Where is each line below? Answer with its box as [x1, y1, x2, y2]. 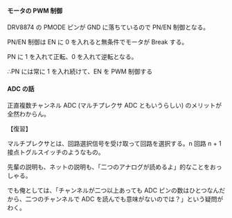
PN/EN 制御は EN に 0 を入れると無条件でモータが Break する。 [7, 38, 188, 47]
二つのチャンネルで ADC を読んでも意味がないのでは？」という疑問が [25, 195, 224, 203]
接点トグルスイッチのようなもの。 [7, 148, 105, 156]
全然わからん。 [7, 110, 50, 118]
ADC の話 [7, 84, 35, 93]
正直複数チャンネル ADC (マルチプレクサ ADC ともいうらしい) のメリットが [7, 101, 222, 110]
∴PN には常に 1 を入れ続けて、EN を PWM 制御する [7, 67, 153, 76]
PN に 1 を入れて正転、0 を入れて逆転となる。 [7, 53, 138, 61]
